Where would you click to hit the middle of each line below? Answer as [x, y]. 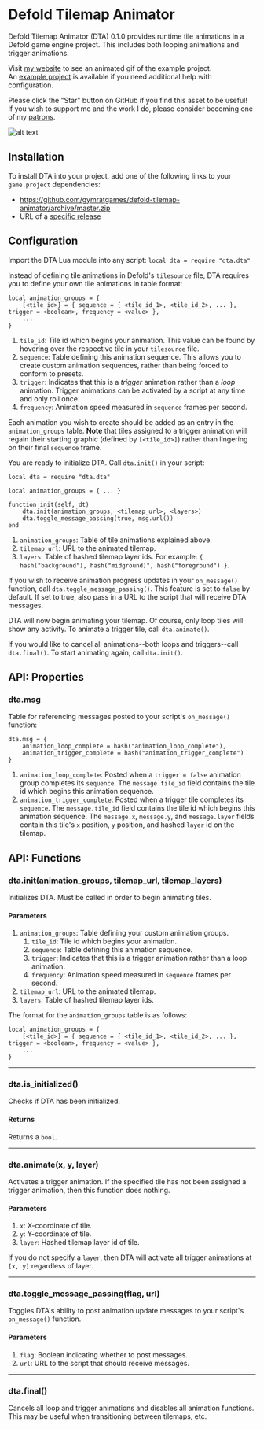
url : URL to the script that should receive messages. [104, 1363]
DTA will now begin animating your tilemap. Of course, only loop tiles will [126, 620]
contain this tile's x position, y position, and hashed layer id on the [127, 825]
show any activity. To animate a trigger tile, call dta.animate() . [109, 629]
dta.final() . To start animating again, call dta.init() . [95, 652]
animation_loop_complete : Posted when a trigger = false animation [130, 775]
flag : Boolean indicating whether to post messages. [104, 1354]
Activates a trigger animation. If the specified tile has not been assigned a [127, 1181]
